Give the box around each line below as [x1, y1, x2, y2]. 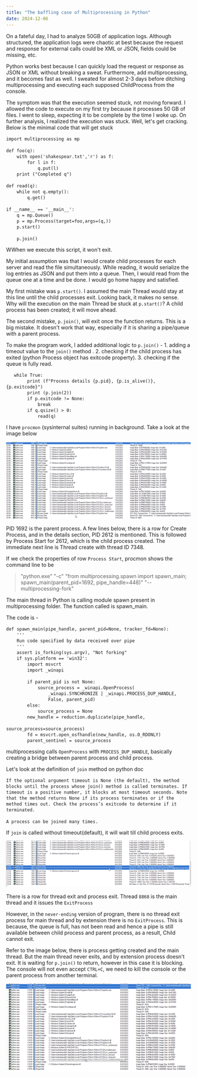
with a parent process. [6, 330, 60, 337]
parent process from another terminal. [6, 971, 98, 978]
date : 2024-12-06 [6, 15, 49, 22]
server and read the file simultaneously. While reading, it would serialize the [6, 264, 189, 271]
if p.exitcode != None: [27, 396, 85, 401]
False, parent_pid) [47, 697, 96, 703]
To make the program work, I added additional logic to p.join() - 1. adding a [6, 341, 191, 349]
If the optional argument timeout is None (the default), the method [6, 778, 180, 784]
